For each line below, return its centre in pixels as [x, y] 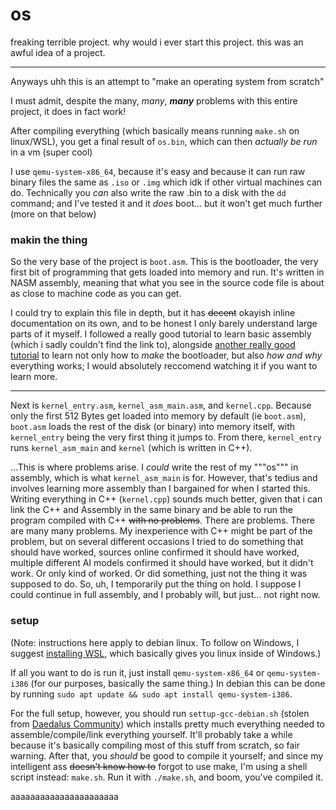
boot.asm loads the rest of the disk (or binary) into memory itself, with [153, 427]
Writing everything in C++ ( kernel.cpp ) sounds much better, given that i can [166, 499]
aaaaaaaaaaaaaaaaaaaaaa [64, 796]
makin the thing [49, 240]
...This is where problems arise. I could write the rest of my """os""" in [154, 467]
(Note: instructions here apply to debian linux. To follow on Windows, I [155, 642]
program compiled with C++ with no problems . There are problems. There [163, 520]
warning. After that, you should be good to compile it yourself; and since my [167, 755]
